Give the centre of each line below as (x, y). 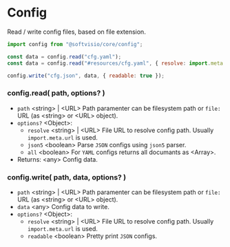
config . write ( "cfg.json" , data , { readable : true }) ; (86, 76)
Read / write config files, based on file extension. (76, 32)
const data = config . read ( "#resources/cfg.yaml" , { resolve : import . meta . (117, 63)
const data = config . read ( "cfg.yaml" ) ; (64, 56)
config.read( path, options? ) (56, 93)
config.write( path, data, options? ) (66, 177)
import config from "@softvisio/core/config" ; (75, 44)
